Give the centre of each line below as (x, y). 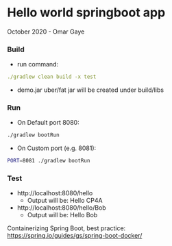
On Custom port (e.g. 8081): (57, 148)
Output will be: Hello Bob (62, 215)
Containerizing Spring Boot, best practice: (66, 228)
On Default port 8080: (48, 123)
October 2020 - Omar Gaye (46, 32)
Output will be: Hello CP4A (65, 201)
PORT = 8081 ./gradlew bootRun (49, 161)
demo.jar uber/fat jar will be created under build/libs (90, 90)
